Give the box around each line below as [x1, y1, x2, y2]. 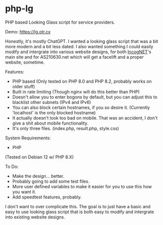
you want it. [12, 189, 36, 194]
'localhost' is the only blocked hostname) [12, 109, 96, 116]
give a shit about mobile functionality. [12, 120, 89, 126]
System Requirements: [5, 135, 51, 141]
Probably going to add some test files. [12, 178, 90, 184]
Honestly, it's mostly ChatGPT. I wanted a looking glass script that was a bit [5, 38, 159, 44]
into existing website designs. [5, 214, 65, 220]
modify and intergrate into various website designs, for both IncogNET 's [5, 49, 152, 55]
